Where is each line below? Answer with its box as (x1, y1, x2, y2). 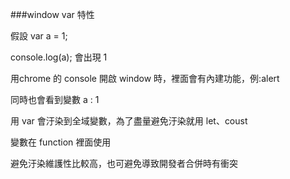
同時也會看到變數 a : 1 (10, 94, 100, 105)
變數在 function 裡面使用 (10, 136, 112, 148)
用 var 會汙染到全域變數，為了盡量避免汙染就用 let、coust (10, 115, 248, 127)
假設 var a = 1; (10, 30, 68, 42)
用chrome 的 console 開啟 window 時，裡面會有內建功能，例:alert (10, 73, 280, 84)
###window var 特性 (10, 9, 95, 20)
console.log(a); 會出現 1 (10, 51, 108, 63)
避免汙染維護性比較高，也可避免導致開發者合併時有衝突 (10, 158, 238, 169)
